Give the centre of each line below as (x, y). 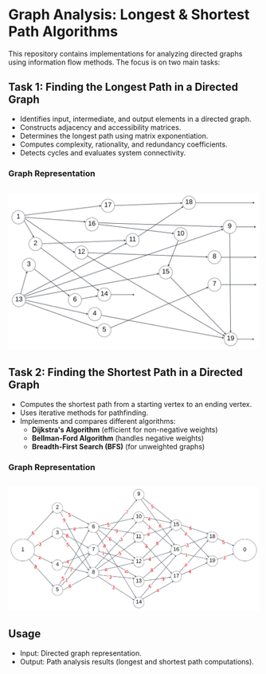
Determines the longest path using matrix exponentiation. (114, 135)
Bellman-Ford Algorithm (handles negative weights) (118, 438)
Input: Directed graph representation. (80, 653)
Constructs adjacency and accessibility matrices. (100, 127)
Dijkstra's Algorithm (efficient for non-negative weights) (125, 429)
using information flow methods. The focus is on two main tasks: (114, 62)
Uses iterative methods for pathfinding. (84, 413)
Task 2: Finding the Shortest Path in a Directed (125, 372)
